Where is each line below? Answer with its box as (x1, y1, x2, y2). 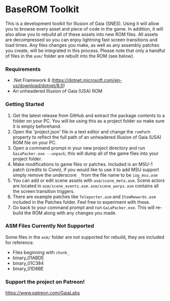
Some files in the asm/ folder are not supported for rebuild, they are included (5, 234, 164, 240)
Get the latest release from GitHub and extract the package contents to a (12, 112, 165, 118)
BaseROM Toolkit (5, 4, 80, 15)
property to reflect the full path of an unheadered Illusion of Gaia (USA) (12, 134, 161, 140)
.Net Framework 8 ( (12, 77, 53, 84)
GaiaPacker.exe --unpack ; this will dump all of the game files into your (12, 150, 159, 156)
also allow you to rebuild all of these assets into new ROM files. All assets (5, 31, 158, 37)
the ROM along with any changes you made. (24, 210, 117, 216)
